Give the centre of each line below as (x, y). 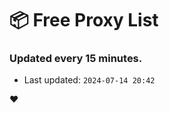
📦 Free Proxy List (84, 20)
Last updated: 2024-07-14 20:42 (89, 80)
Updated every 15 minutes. (76, 59)
